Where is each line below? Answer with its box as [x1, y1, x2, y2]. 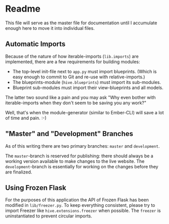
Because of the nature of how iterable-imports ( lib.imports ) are [5, 53, 139, 59]
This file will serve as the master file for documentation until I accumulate [5, 20, 157, 26]
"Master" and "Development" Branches [5, 129, 134, 138]
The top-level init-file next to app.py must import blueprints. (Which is [12, 68, 157, 74]
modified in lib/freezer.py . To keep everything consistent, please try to [5, 202, 155, 208]
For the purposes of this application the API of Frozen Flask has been [5, 197, 149, 203]
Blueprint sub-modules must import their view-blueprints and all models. [12, 84, 164, 91]
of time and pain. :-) [5, 115, 47, 121]
